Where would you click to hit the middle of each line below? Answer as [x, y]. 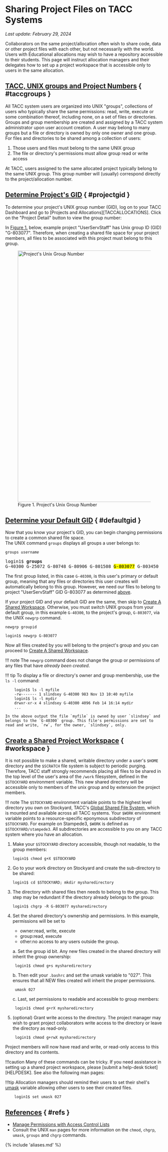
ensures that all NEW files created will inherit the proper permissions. [84, 981]
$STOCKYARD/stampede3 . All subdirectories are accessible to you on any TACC [84, 829]
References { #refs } [38, 1112]
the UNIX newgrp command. [33, 618]
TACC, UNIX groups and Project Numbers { [73, 86]
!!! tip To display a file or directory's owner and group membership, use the [82, 675]
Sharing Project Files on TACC [69, 9]
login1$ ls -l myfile [37, 690]
